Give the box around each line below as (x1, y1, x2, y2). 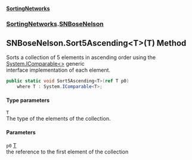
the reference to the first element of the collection (6, 148, 129, 155)
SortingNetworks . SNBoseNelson (6, 20, 104, 28)
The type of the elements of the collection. (6, 115, 111, 122)
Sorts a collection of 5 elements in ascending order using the (6, 54, 156, 61)
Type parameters (6, 96, 50, 104)
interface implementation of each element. (6, 66, 111, 74)
